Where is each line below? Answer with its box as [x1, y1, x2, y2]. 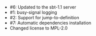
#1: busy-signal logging [9, 9, 58, 15]
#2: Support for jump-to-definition [9, 15, 80, 20]
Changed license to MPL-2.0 [9, 25, 68, 31]
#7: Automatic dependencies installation [9, 20, 92, 26]
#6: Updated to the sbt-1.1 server [9, 4, 76, 10]
